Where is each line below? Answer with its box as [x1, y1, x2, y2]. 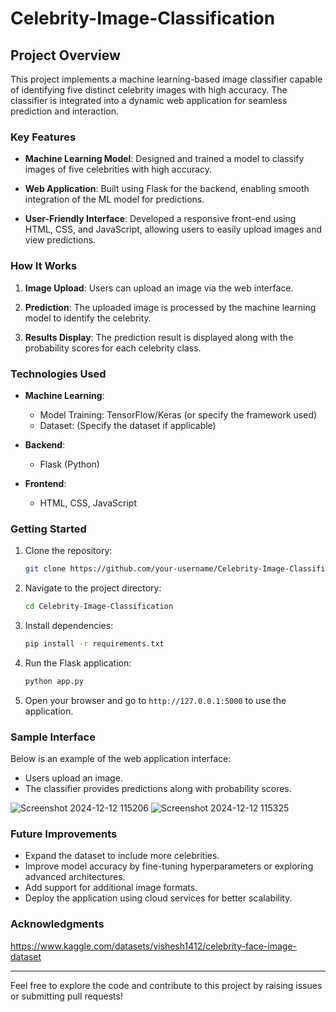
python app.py [24, 676, 84, 686]
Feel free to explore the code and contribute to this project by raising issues [10, 979, 323, 991]
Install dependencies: [24, 619, 114, 631]
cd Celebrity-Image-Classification [24, 602, 174, 612]
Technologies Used [10, 367, 107, 381]
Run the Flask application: [24, 657, 132, 669]
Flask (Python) [39, 458, 100, 470]
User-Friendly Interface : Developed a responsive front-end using [24, 213, 297, 225]
